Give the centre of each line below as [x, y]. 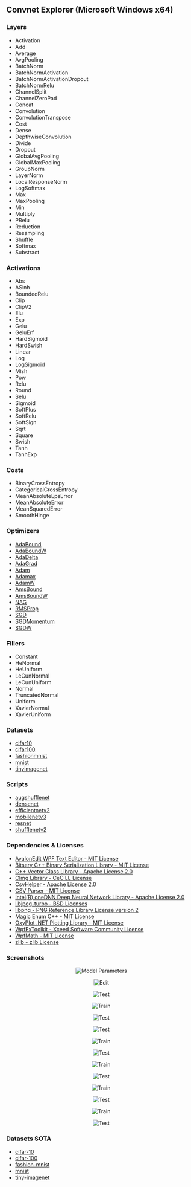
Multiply [25, 213]
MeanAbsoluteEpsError [44, 496]
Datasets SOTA [29, 1139]
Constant [26, 656]
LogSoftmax [30, 188]
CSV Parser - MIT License [47, 890]
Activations [23, 268]
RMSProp [27, 608]
